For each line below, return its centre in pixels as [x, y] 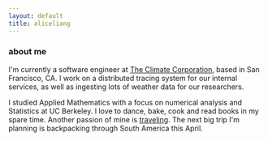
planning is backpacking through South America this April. [106, 128]
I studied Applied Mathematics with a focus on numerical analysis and [125, 102]
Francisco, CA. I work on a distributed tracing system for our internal [123, 78]
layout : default [36, 16]
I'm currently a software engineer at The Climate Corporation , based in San [134, 69]
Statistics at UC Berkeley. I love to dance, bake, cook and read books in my [134, 111]
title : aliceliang [39, 23]
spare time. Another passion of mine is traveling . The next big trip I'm [124, 119]
